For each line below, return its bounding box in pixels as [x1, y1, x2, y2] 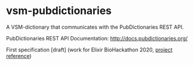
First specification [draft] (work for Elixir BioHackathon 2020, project [6, 46, 173, 53]
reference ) [6, 52, 32, 59]
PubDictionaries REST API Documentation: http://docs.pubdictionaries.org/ [6, 35, 188, 42]
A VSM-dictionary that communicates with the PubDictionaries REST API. [6, 23, 184, 30]
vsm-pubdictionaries [6, 4, 112, 18]
